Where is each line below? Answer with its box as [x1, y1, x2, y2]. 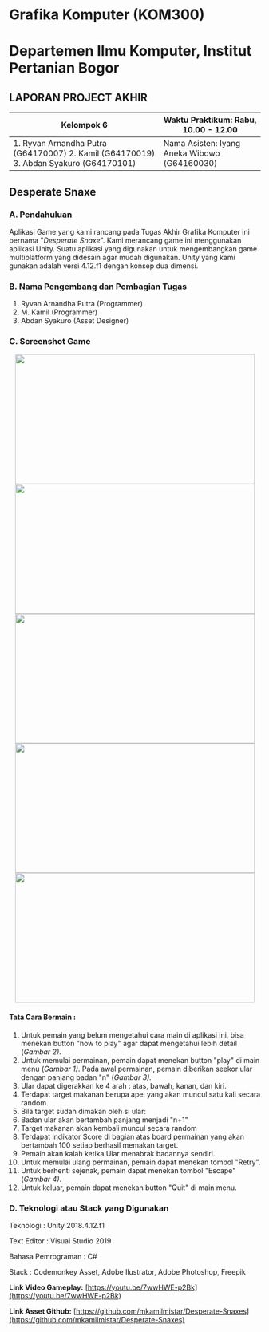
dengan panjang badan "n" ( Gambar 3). [20, 1072, 152, 1082]
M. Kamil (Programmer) [20, 307, 98, 317]
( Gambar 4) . [20, 1174, 62, 1184]
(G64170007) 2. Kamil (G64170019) [13, 148, 155, 159]
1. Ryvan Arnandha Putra [13, 138, 107, 149]
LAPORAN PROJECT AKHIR [9, 90, 148, 105]
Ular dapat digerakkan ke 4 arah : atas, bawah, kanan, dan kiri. [20, 1081, 227, 1090]
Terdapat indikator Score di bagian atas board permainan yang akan [20, 1132, 245, 1141]
